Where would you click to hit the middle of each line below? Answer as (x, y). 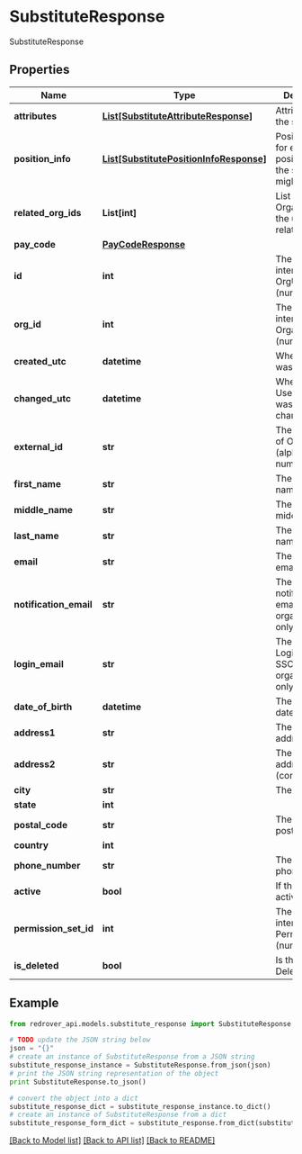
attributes (35, 116)
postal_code (41, 825)
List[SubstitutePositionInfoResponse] (184, 158)
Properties (40, 70)
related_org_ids (48, 212)
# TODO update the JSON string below (80, 1040)
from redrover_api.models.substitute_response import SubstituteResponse (151, 1023)
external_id (38, 446)
